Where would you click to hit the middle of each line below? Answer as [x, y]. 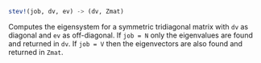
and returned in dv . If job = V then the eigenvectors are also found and [126, 43]
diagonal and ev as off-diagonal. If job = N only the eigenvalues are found [131, 35]
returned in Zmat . [36, 52]
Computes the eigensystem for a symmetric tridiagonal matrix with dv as [128, 26]
